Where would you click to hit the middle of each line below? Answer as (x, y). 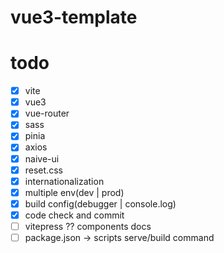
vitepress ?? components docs (88, 226)
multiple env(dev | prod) (74, 192)
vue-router (47, 113)
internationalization (64, 181)
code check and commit (74, 215)
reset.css (43, 170)
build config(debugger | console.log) (100, 203)
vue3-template (74, 17)
